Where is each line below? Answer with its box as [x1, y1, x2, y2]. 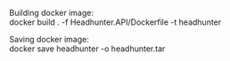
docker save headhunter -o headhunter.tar [9, 43, 166, 54]
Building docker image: [9, 8, 94, 18]
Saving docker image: [9, 34, 89, 44]
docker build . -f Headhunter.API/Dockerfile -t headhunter [9, 17, 222, 27]
